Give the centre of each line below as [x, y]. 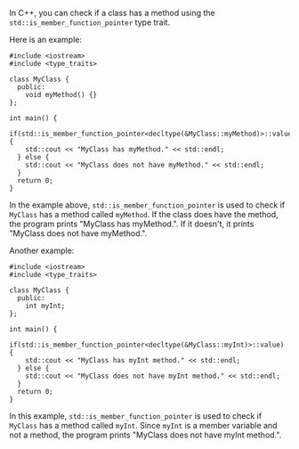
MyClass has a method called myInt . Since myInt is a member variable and [143, 425]
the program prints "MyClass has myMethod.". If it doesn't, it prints [132, 224]
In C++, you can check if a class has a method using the [112, 13]
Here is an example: [46, 40]
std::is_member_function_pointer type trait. [90, 22]
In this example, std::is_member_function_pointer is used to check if [136, 416]
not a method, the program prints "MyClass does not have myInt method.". [145, 435]
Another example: [42, 250]
